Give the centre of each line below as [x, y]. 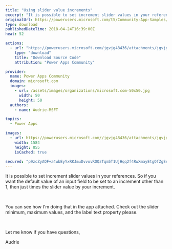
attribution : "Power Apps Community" [55, 62]
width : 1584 [27, 142]
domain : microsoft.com [34, 81]
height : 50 [30, 100]
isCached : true [31, 152]
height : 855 [27, 147]
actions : [15, 43]
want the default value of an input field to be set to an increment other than [84, 181]
